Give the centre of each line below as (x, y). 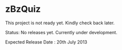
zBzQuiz (23, 9)
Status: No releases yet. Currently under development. (61, 32)
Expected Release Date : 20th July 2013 (46, 42)
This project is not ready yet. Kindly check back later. (60, 23)
